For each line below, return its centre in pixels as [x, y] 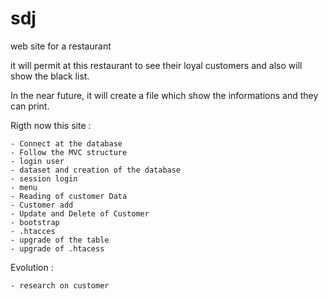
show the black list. [50, 76]
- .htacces [33, 231]
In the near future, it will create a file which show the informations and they [164, 95]
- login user [37, 161]
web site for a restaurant [61, 46]
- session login [44, 178]
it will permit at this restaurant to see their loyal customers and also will [156, 65]
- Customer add [42, 205]
